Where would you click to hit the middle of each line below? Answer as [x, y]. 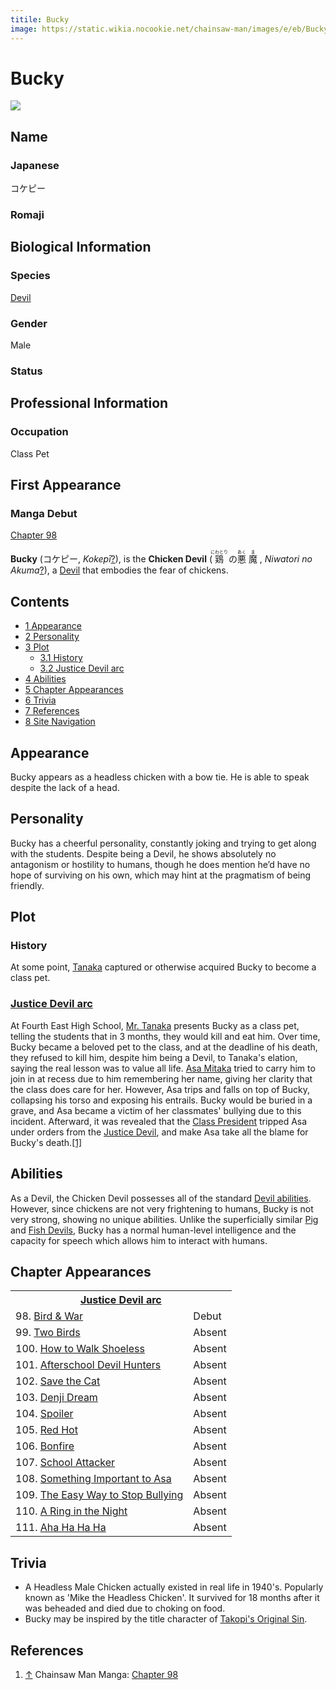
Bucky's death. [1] [46, 1142]
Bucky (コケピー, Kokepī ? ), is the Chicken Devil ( [111, 559]
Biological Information [81, 247]
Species [30, 276]
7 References [52, 711]
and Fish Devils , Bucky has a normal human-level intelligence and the [153, 1230]
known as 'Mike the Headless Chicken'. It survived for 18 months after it [172, 1598]
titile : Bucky [40, 19]
